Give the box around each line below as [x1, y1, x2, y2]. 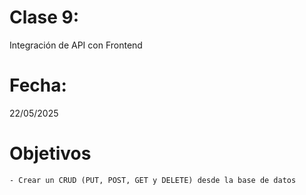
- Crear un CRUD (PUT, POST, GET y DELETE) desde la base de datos [9, 175, 297, 185]
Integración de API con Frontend [9, 39, 143, 51]
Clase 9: [9, 6, 80, 29]
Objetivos [9, 142, 92, 165]
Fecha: [9, 74, 67, 97]
